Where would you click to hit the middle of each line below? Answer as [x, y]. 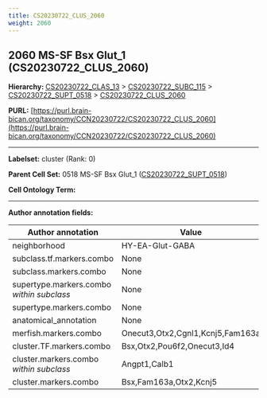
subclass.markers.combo [59, 271]
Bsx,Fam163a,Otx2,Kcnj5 [169, 382]
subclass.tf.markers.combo [63, 259]
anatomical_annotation [54, 321]
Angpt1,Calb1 [147, 365]
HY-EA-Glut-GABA [158, 246]
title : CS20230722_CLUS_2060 [56, 16]
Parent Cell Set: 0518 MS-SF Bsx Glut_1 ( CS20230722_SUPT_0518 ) [118, 174]
